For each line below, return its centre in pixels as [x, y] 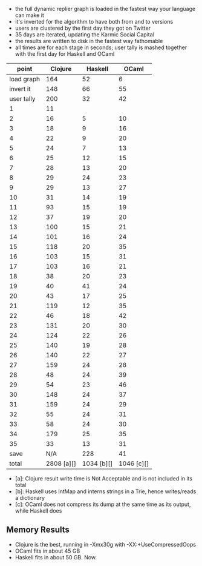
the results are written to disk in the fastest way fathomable [89, 41]
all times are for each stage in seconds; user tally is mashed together [101, 47]
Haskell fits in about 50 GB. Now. [56, 557]
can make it [29, 15]
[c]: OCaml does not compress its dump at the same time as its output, [103, 504]
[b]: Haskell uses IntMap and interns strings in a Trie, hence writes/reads [106, 491]
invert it [20, 89]
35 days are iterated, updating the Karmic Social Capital [84, 35]
